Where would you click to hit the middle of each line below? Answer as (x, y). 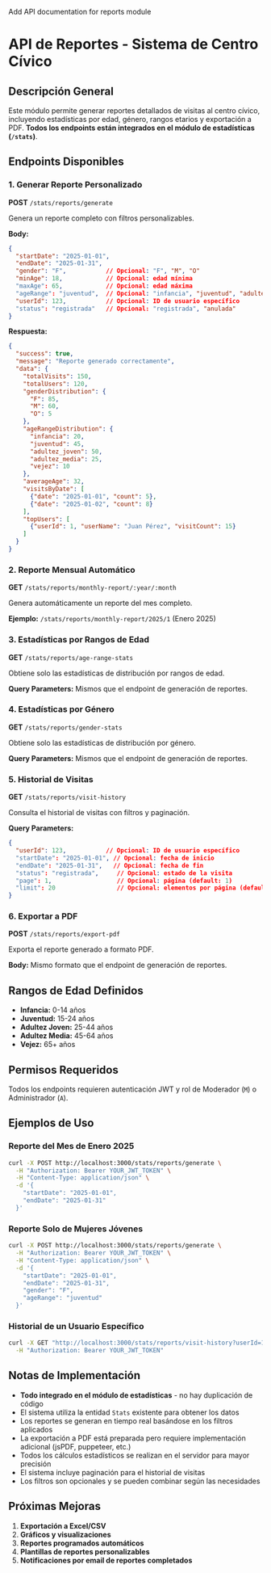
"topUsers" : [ (46, 519)
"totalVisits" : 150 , (57, 376)
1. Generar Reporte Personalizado (75, 185)
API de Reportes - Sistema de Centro (133, 44)
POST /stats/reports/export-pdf (65, 934)
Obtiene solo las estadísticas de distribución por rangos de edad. (117, 673)
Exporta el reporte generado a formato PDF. (81, 949)
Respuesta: (28, 331)
